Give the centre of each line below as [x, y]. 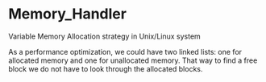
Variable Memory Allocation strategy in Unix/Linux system [105, 36]
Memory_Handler [68, 14]
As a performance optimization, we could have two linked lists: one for [125, 51]
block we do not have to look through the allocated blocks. [106, 68]
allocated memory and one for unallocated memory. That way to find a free [133, 60]
